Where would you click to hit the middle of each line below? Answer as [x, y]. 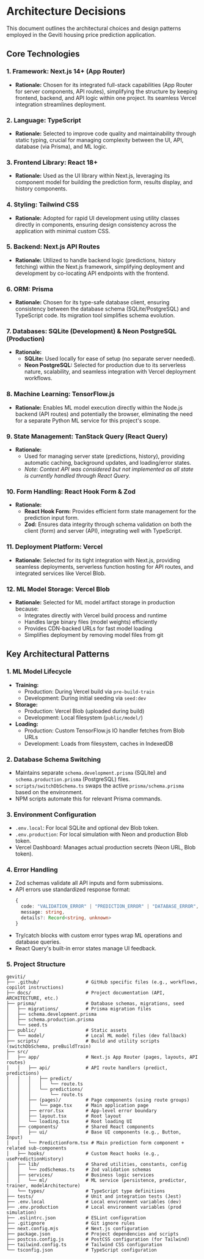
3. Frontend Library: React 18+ [52, 162]
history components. [41, 189]
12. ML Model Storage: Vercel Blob [58, 589]
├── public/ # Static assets [67, 1031]
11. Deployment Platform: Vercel [54, 547]
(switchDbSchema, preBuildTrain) [49, 1047]
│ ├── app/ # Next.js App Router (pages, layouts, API [102, 1058]
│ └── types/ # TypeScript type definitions [86, 1191]
